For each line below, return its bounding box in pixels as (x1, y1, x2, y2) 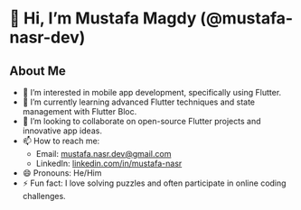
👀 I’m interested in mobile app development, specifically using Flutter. (22, 87, 282, 97)
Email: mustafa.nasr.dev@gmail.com (35, 149, 172, 159)
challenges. (22, 191, 66, 201)
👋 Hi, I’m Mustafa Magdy (9, 8, 197, 29)
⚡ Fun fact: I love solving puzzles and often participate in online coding (22, 178, 287, 188)
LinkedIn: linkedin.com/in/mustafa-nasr (35, 158, 183, 169)
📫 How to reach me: (22, 135, 100, 146)
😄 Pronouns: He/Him (22, 168, 102, 178)
